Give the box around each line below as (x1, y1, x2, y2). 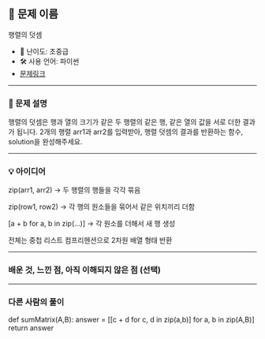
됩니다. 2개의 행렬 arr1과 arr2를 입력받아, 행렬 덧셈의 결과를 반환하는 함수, (16, 127, 244, 136)
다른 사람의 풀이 (8, 296, 65, 307)
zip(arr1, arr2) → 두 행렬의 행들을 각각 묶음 (8, 185, 141, 195)
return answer (8, 323, 54, 333)
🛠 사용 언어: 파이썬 (19, 56, 80, 65)
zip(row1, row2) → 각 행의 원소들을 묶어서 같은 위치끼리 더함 (8, 202, 196, 211)
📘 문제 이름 (8, 7, 59, 21)
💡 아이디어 (8, 166, 46, 177)
